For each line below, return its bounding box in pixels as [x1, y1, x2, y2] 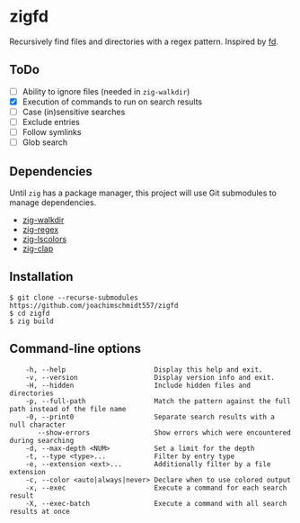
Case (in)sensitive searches [22, 106, 126, 117]
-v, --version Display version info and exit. [25, 373, 276, 382]
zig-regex [22, 223, 59, 235]
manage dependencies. [9, 196, 97, 208]
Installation [9, 269, 74, 284]
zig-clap [22, 243, 54, 254]
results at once [9, 507, 70, 516]
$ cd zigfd [9, 309, 50, 318]
